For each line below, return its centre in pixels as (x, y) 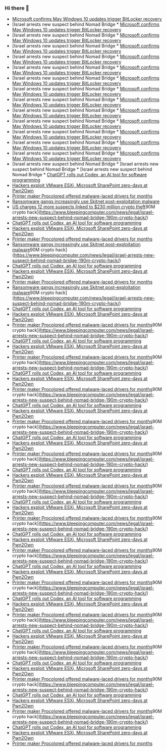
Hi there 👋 (17, 8)
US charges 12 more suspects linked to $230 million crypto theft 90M (83, 207)
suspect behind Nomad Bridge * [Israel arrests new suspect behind (82, 169)
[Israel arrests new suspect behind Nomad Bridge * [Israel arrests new (85, 164)
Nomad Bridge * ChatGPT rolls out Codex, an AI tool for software (79, 175)
